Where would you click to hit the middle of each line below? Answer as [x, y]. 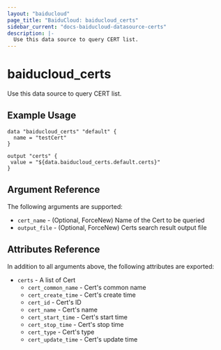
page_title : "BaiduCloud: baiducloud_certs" [73, 20]
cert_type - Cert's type [61, 332]
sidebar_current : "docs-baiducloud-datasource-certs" [87, 27]
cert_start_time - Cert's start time [77, 317]
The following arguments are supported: [65, 206]
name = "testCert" [40, 138]
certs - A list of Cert [46, 279]
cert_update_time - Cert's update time [83, 339]
